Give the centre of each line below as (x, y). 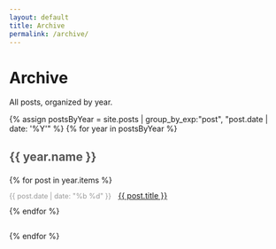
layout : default (39, 17)
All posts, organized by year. (61, 102)
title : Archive (37, 26)
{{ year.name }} (53, 156)
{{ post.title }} (143, 195)
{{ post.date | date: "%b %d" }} (61, 196)
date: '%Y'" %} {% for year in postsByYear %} (93, 128)
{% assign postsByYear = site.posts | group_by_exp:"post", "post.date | (138, 120)
